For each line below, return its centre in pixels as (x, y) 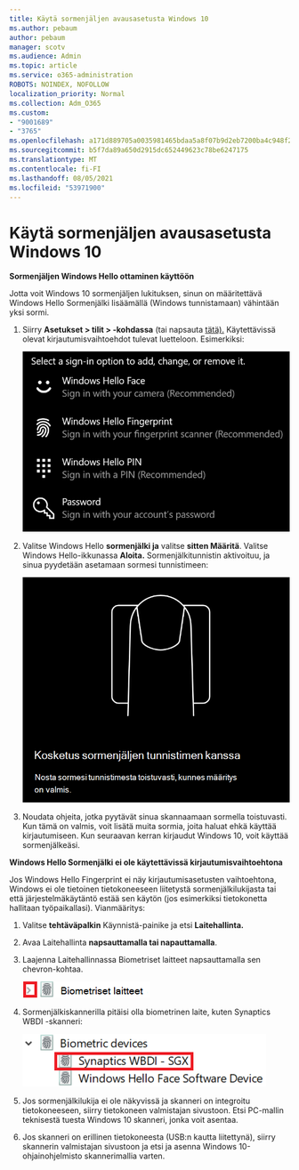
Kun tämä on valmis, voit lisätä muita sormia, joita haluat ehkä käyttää (149, 826)
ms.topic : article (43, 66)
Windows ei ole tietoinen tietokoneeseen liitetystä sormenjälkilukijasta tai (143, 889)
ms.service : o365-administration (71, 76)
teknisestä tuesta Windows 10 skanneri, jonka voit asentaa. (130, 1119)
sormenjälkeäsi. (51, 844)
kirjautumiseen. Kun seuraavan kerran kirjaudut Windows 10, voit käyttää (155, 835)
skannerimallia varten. (125, 1156)
